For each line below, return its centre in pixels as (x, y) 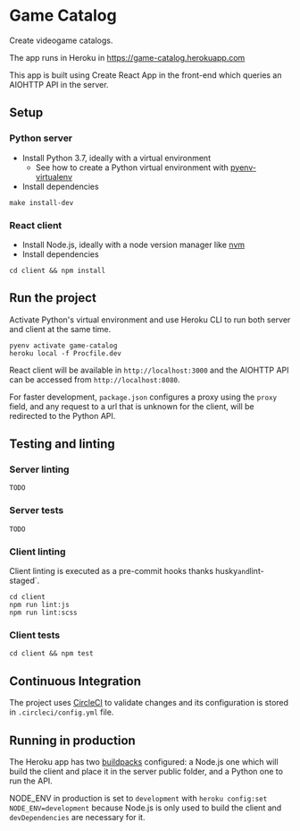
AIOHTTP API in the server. (59, 84)
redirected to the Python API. (62, 415)
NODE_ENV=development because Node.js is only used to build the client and (146, 808)
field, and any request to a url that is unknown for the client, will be (132, 406)
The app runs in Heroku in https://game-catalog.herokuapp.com (127, 57)
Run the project (53, 298)
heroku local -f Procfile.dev (66, 353)
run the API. (31, 781)
